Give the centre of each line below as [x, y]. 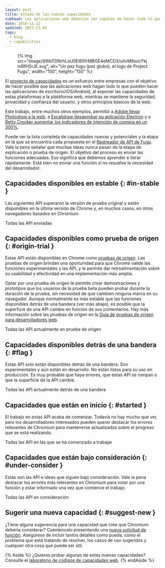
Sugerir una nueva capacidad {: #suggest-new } [80, 513]
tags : [11, 32]
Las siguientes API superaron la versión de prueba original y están [72, 203]
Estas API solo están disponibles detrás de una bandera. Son [67, 364]
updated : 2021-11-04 [26, 28]
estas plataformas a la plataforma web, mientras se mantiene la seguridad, [81, 96]
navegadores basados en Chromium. [42, 213]
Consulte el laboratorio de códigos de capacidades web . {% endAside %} [80, 560]
